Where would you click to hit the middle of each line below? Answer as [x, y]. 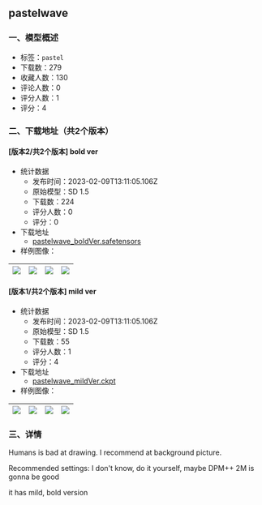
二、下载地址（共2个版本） [61, 131]
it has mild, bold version [48, 493]
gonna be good [34, 477]
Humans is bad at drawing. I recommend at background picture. [115, 452]
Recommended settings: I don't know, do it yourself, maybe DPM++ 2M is [131, 469]
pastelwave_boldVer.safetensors [87, 241]
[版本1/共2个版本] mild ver [52, 292]
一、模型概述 [34, 38]
